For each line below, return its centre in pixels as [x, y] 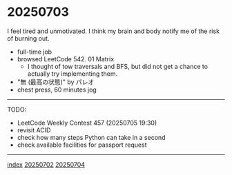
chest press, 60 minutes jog [57, 90]
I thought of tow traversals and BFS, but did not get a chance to [118, 66]
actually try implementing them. [72, 74]
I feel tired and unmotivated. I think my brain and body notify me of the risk [113, 31]
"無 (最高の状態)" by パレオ [56, 82]
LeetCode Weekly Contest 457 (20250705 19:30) [87, 123]
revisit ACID [34, 130]
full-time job [35, 52]
